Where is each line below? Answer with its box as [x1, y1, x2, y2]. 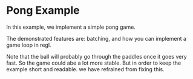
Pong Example [6, 4, 80, 17]
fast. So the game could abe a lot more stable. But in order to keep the [6, 59, 182, 66]
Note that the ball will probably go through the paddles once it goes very [6, 53, 188, 60]
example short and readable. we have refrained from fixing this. [6, 65, 165, 72]
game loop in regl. [6, 41, 51, 48]
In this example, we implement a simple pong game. [6, 23, 136, 31]
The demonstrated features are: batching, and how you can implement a [6, 35, 186, 42]
